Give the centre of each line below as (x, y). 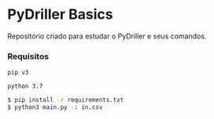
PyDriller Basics (60, 14)
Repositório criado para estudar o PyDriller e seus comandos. (107, 36)
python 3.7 (25, 87)
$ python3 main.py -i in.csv (55, 107)
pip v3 (18, 73)
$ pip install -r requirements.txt (66, 100)
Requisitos (28, 56)
